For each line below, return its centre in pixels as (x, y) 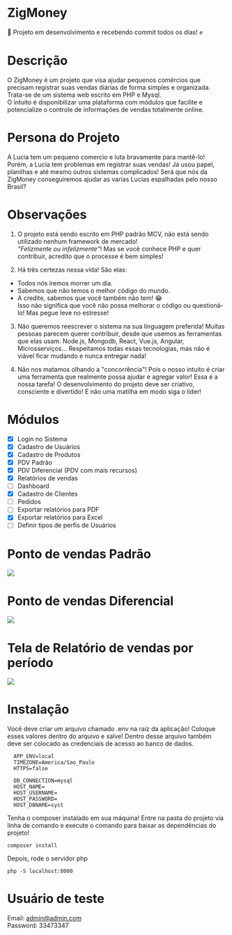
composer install (32, 846)
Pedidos (29, 502)
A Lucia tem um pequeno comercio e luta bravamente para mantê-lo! (106, 157)
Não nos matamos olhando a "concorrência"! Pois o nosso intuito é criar (121, 369)
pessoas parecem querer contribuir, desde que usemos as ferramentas (119, 333)
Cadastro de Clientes (47, 494)
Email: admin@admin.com (45, 918)
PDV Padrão (34, 462)
